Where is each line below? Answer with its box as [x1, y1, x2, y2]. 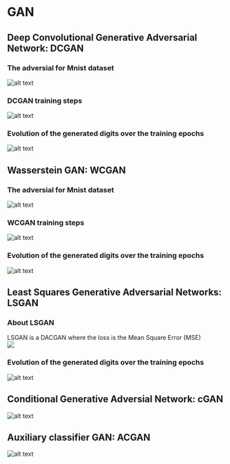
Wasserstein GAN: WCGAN [7, 164, 126, 176]
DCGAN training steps [7, 96, 83, 105]
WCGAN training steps [7, 218, 85, 228]
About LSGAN [7, 318, 55, 327]
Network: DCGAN [7, 42, 84, 54]
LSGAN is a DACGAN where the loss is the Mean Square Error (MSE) [7, 334, 201, 342]
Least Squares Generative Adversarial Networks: [7, 287, 222, 299]
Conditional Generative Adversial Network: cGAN [7, 394, 224, 405]
